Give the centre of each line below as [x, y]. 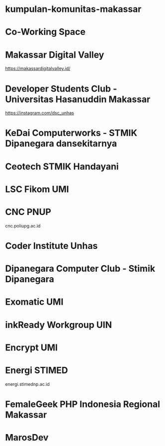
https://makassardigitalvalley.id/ [38, 69]
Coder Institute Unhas [51, 246]
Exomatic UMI [34, 302]
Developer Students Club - [61, 89]
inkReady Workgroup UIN [59, 325]
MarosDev [27, 438]
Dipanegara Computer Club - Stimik [80, 269]
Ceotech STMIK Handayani [62, 167]
